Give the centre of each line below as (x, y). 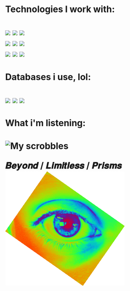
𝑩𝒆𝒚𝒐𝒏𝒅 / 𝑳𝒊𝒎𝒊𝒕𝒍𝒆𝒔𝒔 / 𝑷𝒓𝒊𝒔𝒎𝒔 (63, 166)
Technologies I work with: (60, 9)
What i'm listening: (45, 123)
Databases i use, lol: (48, 77)
